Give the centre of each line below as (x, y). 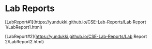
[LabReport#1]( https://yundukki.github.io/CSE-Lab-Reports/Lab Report (76, 22)
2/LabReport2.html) (25, 41)
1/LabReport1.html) (24, 27)
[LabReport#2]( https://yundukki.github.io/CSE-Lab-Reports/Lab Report (76, 36)
